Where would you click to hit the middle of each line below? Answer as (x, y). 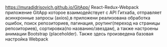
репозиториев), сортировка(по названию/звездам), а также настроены (82, 28)
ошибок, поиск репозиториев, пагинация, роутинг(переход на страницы (82, 23)
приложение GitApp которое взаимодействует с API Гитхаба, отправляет (83, 12)
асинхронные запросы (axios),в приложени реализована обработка (78, 18)
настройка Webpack (27, 39)
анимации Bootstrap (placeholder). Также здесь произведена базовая (79, 34)
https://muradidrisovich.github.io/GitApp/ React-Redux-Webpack (72, 7)
